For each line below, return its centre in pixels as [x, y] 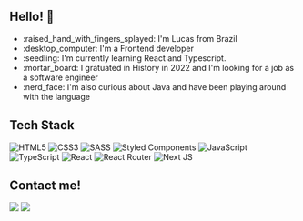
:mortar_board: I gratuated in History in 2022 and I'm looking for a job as [158, 67]
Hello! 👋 [32, 17]
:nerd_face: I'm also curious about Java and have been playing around [154, 86]
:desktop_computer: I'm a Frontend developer [108, 48]
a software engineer [60, 77]
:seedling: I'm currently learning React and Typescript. [124, 58]
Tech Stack [42, 125]
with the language [56, 96]
